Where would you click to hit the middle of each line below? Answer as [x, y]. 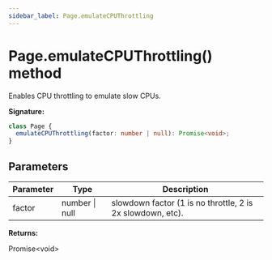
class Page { [30, 126]
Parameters [38, 166]
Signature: [26, 111]
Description [185, 189]
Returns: [23, 233]
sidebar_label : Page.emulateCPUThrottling [81, 16]
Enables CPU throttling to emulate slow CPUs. [85, 96]
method [35, 73]
